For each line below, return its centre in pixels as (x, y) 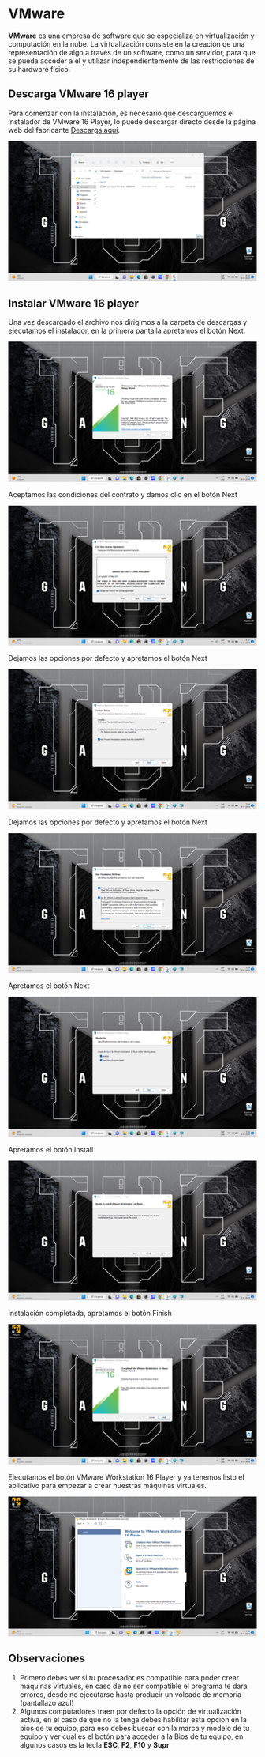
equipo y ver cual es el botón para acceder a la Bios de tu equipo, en (131, 1736)
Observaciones (47, 1659)
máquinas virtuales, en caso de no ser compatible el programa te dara (133, 1686)
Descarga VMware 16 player (79, 94)
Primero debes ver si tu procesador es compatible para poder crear (129, 1677)
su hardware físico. (39, 69)
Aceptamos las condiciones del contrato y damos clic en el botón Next (123, 494)
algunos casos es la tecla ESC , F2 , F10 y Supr (94, 1744)
